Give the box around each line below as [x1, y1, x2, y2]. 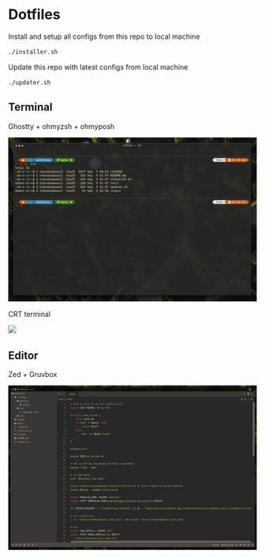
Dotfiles [8, 6, 61, 24]
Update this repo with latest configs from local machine [8, 62, 188, 72]
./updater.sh [8, 78, 51, 86]
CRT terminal [8, 310, 51, 319]
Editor [8, 349, 39, 362]
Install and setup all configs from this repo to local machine [8, 32, 200, 41]
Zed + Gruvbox [8, 370, 58, 379]
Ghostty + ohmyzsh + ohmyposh [8, 121, 115, 131]
